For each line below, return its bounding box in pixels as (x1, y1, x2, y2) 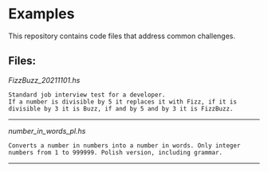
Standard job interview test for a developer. (8, 91, 166, 99)
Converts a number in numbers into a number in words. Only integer (8, 141, 241, 150)
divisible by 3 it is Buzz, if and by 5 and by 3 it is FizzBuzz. (8, 104, 234, 112)
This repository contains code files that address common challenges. (8, 31, 235, 41)
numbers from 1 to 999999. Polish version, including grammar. (8, 148, 223, 156)
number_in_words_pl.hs (8, 126, 86, 135)
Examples (8, 5, 75, 23)
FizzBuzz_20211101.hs (8, 75, 81, 84)
